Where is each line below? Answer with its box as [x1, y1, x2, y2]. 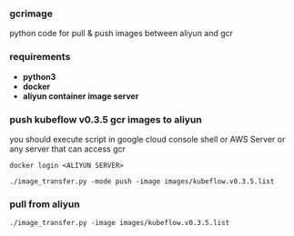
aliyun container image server [22, 90, 139, 102]
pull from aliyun [9, 198, 80, 211]
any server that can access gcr [9, 143, 126, 154]
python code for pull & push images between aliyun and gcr [9, 28, 234, 39]
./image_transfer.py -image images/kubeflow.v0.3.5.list [9, 219, 230, 228]
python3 [22, 71, 56, 82]
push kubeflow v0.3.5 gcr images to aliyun [9, 113, 202, 125]
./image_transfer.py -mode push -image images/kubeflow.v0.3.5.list [9, 176, 275, 186]
